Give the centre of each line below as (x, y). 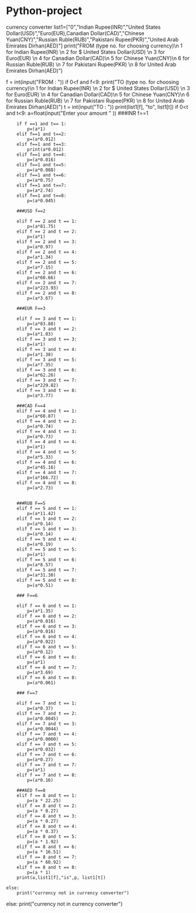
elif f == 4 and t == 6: (47, 462)
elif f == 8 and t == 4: (47, 826)
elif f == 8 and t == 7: (47, 857)
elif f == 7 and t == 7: (47, 765)
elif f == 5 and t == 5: (47, 549)
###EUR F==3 (31, 308)
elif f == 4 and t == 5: (47, 452)
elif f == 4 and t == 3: (47, 431)
